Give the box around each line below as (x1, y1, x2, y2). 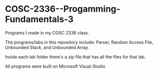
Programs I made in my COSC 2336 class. (5, 30, 89, 36)
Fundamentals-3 (5, 14, 74, 25)
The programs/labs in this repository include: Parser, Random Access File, (5, 39, 154, 45)
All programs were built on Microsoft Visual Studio (5, 63, 105, 69)
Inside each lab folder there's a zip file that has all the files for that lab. (5, 54, 146, 59)
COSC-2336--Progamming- (5, 3, 121, 15)
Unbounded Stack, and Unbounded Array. (5, 44, 89, 50)
